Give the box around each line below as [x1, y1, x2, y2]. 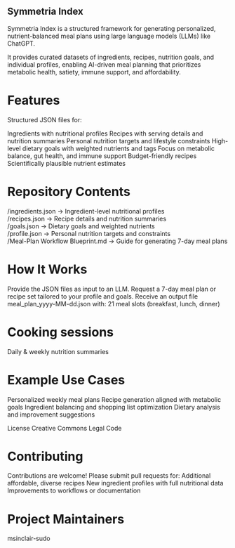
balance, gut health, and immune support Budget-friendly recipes [7, 151, 197, 160]
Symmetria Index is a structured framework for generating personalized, [7, 24, 216, 32]
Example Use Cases [7, 372, 126, 388]
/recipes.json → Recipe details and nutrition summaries [7, 214, 167, 223]
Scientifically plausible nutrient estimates [7, 159, 126, 167]
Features [7, 93, 60, 108]
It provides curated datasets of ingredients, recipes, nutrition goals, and [7, 53, 215, 61]
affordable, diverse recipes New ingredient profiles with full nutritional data [7, 479, 224, 488]
